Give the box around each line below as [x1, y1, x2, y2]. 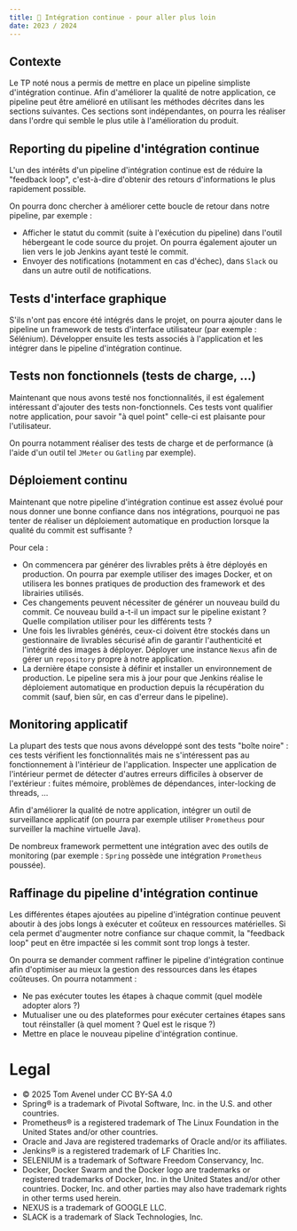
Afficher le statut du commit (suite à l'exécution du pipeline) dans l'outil [21, 227, 282, 238]
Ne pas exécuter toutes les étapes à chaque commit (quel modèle [21, 991, 263, 1002]
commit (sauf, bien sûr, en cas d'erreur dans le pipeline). [21, 691, 229, 702]
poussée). [9, 860, 46, 870]
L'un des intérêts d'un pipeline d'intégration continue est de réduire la [9, 165, 263, 176]
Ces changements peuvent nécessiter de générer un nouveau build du [21, 597, 280, 608]
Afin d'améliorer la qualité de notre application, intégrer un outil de [9, 805, 252, 815]
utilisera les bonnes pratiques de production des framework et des [21, 578, 266, 589]
